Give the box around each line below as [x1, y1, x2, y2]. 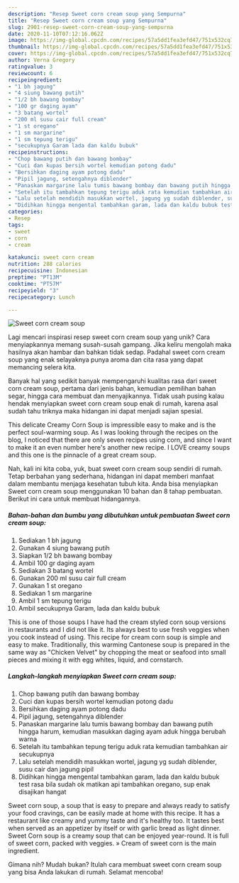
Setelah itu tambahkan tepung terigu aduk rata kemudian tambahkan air [18, 743, 228, 751]
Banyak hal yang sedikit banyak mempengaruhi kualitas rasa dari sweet [8, 377, 217, 385]
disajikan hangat [18, 788, 67, 796]
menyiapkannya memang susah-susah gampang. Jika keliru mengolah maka [8, 340, 232, 349]
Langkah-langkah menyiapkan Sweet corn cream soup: [8, 672, 177, 680]
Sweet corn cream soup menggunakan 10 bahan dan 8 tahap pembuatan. [8, 487, 223, 496]
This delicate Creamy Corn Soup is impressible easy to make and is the [8, 421, 216, 429]
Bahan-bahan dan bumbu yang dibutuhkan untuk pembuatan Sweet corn [8, 511, 230, 519]
